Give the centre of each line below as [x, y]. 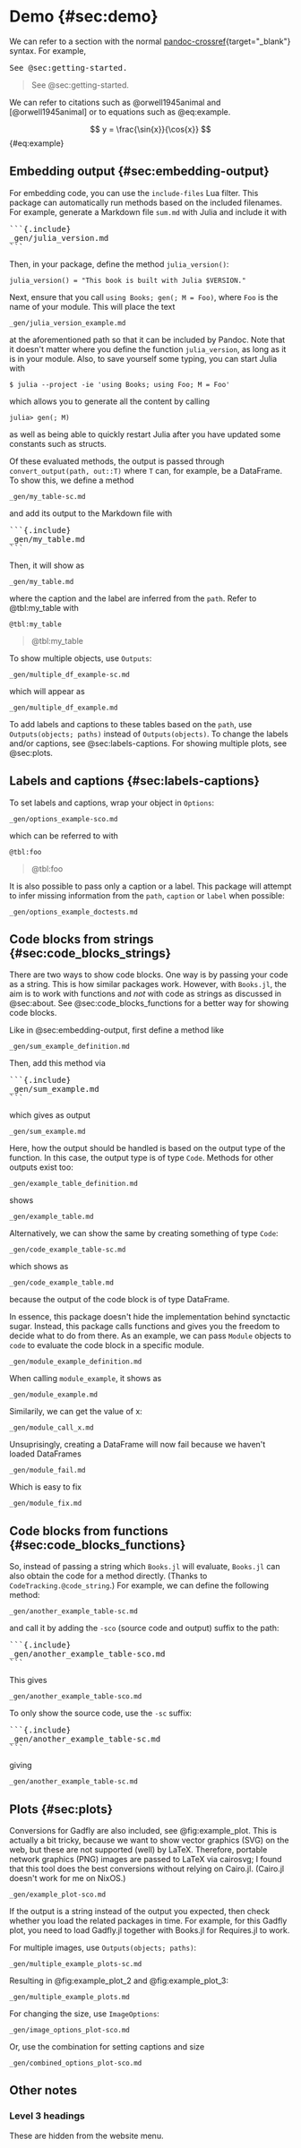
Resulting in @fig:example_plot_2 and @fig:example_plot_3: [119, 1980]
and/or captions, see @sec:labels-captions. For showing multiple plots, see [148, 743]
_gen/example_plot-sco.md [57, 1895]
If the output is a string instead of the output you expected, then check [140, 1911]
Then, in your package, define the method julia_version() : [119, 264]
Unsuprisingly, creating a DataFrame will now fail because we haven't [138, 1445]
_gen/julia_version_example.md [68, 323]
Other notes [43, 2090]
